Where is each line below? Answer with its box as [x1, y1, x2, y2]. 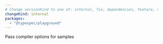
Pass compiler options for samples [5, 34, 74, 40]
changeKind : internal [5, 12, 49, 16]
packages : [5, 16, 25, 21]
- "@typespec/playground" [9, 20, 62, 26]
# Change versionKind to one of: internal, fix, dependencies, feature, [5, 7, 155, 12]
